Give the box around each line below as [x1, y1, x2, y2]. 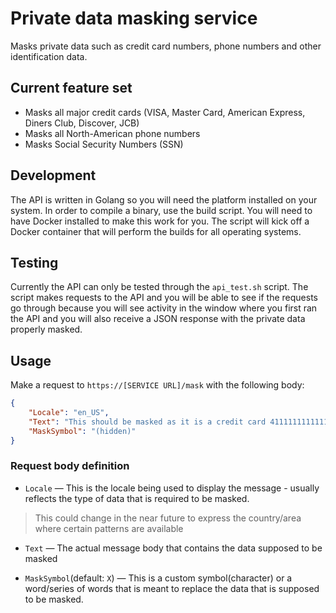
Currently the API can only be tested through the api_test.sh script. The [10, 281, 309, 293]
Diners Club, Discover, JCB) [24, 117, 140, 129]
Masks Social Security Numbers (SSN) [24, 138, 184, 150]
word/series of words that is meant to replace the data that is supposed [24, 582, 320, 594]
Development [10, 167, 97, 184]
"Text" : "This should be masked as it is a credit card [28, 417, 267, 427]
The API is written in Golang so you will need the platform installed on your [10, 193, 318, 206]
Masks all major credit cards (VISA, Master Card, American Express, [24, 106, 306, 118]
